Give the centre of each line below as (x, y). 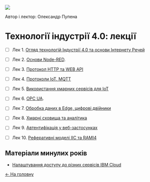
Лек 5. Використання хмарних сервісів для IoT (60, 89)
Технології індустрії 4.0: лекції (71, 36)
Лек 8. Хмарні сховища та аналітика (50, 118)
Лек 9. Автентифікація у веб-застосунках (55, 128)
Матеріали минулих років (46, 153)
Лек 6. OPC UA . (28, 99)
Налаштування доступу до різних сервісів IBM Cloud (67, 165)
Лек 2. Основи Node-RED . (39, 59)
